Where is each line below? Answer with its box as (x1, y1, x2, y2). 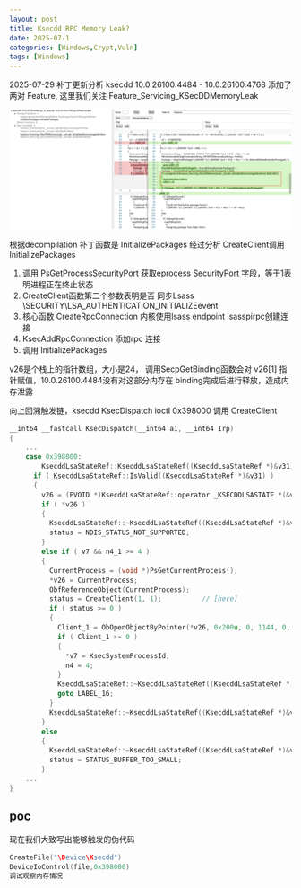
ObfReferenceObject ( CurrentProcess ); (48, 585, 191, 594)
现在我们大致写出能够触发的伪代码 (9, 833, 135, 844)
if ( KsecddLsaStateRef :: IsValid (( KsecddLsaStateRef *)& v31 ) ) (32, 471, 275, 480)
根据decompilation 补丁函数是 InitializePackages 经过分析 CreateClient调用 (9, 239, 285, 250)
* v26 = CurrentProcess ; (48, 576, 139, 585)
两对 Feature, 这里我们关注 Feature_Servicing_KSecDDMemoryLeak (9, 91, 259, 101)
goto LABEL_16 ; (56, 690, 115, 699)
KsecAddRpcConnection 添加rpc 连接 (21, 333, 161, 344)
